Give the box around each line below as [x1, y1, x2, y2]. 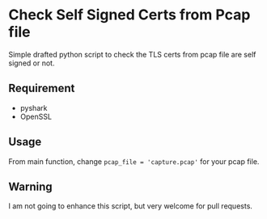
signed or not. [8, 58, 55, 68]
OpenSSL [19, 112, 53, 121]
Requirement [8, 82, 75, 95]
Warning [8, 179, 53, 193]
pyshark [19, 103, 48, 112]
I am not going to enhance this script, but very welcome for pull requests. [8, 201, 253, 211]
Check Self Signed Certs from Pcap [8, 6, 251, 24]
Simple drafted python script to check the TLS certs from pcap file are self [8, 49, 256, 59]
